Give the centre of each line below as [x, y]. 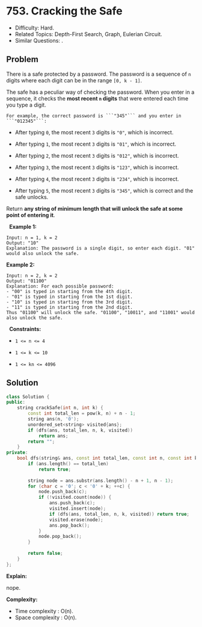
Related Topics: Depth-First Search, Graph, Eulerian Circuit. [88, 34]
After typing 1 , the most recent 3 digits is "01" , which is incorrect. [95, 144]
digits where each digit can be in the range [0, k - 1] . [74, 80]
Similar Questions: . [39, 40]
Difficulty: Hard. [34, 28]
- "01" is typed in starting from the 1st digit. [70, 297]
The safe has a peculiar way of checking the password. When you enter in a [100, 92]
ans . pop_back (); [69, 525]
